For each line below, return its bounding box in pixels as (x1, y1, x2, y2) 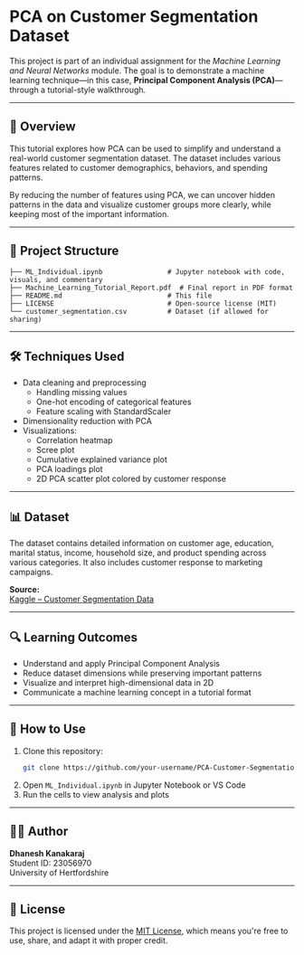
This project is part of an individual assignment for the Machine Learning (9, 55, 281, 66)
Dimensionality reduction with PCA (22, 416, 152, 427)
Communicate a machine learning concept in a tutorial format (22, 687, 252, 697)
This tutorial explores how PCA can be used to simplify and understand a (9, 143, 281, 154)
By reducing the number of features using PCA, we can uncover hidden (9, 189, 276, 200)
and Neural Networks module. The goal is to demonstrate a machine (9, 65, 265, 76)
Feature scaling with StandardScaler (35, 406, 172, 417)
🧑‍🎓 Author (9, 824, 69, 839)
